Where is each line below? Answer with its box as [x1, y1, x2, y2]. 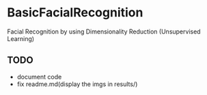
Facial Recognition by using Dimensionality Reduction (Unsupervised [7, 27, 201, 36]
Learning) [7, 34, 35, 42]
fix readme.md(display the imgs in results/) [16, 80, 138, 88]
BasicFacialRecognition [7, 5, 143, 21]
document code [16, 72, 62, 81]
